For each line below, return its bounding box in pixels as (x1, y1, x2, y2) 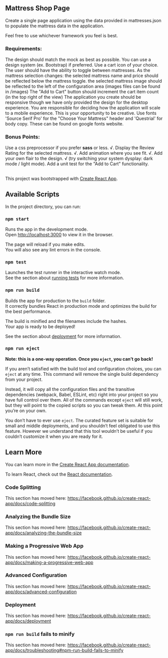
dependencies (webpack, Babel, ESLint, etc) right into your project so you (5, 391, 158, 398)
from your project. (5, 376, 43, 382)
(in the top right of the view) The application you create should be (5, 94, 142, 100)
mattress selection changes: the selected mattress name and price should (5, 73, 158, 79)
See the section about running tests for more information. (5, 275, 124, 281)
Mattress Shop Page (5, 4, 70, 13)
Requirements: (5, 45, 42, 52)
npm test (5, 259, 27, 265)
